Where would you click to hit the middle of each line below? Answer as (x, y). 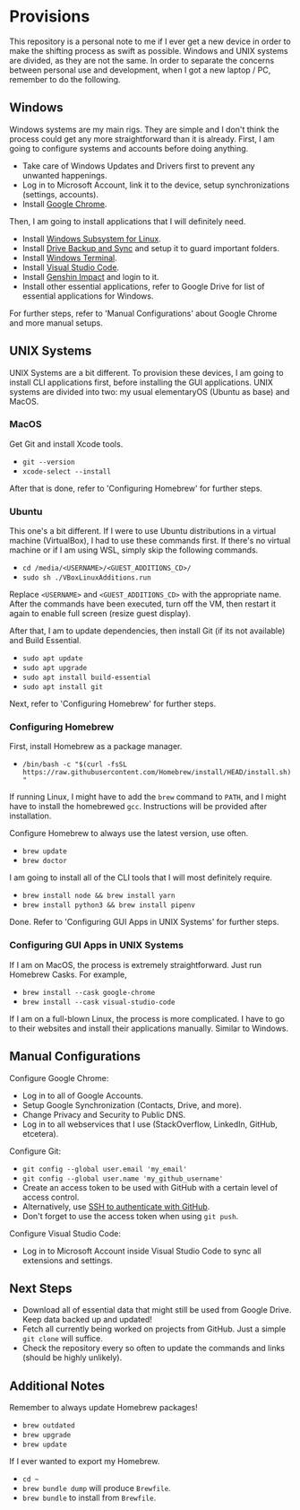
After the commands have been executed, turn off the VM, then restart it (142, 604)
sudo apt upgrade (55, 668)
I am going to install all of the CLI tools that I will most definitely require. (141, 877)
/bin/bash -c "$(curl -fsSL (74, 764)
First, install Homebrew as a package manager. (96, 746)
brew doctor (44, 861)
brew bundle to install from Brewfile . (89, 1498)
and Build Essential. (46, 641)
